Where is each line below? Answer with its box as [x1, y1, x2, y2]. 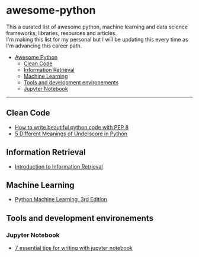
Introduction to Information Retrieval [14, 163, 103, 170]
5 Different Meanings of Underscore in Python [14, 130, 128, 137]
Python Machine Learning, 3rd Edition [14, 196, 108, 203]
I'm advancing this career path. [6, 42, 82, 49]
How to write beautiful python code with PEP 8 [14, 123, 129, 131]
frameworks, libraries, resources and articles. [6, 29, 117, 36]
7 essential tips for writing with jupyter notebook [14, 245, 133, 252]
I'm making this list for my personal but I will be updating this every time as [6, 36, 188, 43]
